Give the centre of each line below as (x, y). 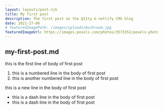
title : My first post (27, 14)
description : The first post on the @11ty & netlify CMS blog (69, 18)
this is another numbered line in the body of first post (65, 78)
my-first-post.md (32, 52)
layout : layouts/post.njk (31, 9)
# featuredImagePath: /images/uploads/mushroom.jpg (58, 28)
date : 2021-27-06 (23, 23)
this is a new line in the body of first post (46, 88)
